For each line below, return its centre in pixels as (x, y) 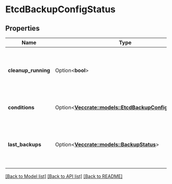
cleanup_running (29, 70)
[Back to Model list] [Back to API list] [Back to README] (64, 176)
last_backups (25, 144)
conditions (21, 107)
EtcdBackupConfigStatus (61, 9)
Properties (23, 28)
